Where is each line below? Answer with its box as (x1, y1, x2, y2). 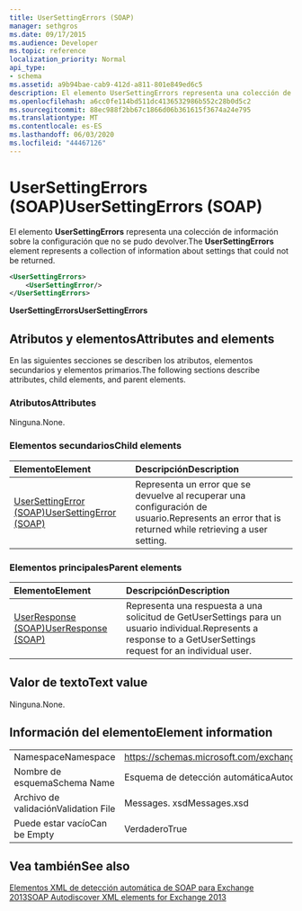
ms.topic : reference (9, 47, 87, 56)
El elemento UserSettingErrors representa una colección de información (9, 226, 279, 237)
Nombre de (13, 765, 61, 778)
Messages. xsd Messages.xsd (124, 797, 249, 809)
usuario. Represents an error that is (135, 512, 281, 524)
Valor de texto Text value (9, 675, 148, 691)
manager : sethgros (9, 22, 78, 31)
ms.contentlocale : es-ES (9, 122, 102, 131)
